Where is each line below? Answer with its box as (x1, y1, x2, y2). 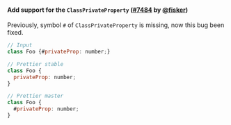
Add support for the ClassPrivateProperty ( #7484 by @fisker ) (7, 6, 189, 14)
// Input (7, 42, 33, 49)
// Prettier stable (7, 60, 64, 67)
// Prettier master (7, 92, 64, 100)
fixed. (7, 28, 24, 37)
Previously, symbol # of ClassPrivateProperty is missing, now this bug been (7, 21, 225, 29)
